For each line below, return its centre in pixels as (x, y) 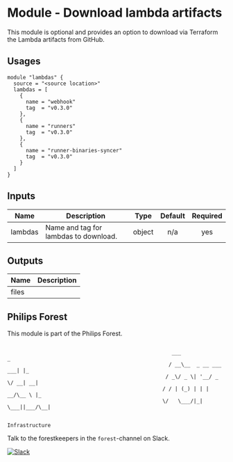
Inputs (21, 196)
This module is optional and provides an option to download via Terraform (113, 32)
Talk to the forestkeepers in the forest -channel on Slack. (88, 438)
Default (173, 216)
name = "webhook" (51, 102)
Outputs (25, 261)
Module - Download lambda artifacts (115, 13)
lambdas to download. (81, 236)
